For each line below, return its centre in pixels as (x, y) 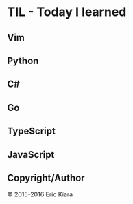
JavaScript (31, 155)
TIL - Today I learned (67, 12)
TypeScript (32, 131)
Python (23, 60)
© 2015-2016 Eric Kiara (40, 194)
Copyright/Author (46, 177)
